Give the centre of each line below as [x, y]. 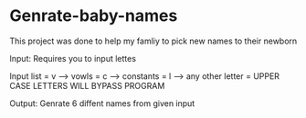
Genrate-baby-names [94, 16]
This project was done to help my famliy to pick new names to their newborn [153, 41]
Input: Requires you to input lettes [73, 58]
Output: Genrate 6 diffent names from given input [102, 103]
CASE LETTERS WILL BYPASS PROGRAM [87, 85]
